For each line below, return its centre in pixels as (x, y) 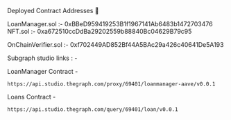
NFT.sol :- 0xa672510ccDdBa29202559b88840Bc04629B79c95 (100, 31)
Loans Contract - (32, 97)
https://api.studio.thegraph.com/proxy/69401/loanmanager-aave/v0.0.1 (111, 84)
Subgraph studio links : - (42, 58)
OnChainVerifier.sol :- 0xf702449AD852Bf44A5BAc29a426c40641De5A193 (115, 44)
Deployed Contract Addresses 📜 (53, 11)
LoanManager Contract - (43, 71)
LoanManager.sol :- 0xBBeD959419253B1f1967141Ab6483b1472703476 (110, 24)
